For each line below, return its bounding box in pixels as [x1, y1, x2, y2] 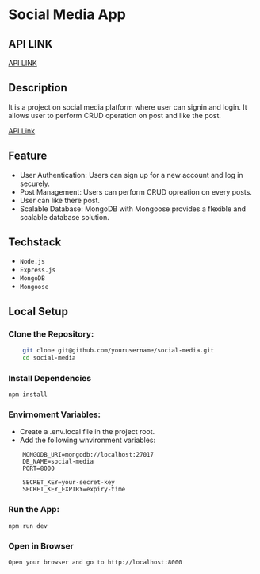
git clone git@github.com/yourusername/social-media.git [22, 347, 215, 355]
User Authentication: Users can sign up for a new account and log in [19, 170, 243, 179]
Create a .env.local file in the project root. [19, 427, 155, 437]
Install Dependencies [8, 372, 92, 383]
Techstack [8, 236, 62, 249]
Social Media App [8, 6, 127, 24]
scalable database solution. [19, 212, 109, 222]
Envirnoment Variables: [8, 409, 101, 420]
